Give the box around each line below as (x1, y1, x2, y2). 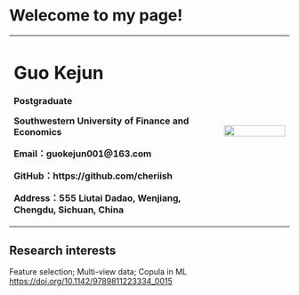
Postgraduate (13, 95, 73, 108)
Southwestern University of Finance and (13, 115, 190, 127)
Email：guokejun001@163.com (13, 147, 152, 160)
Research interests (9, 243, 117, 258)
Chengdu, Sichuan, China (13, 203, 125, 216)
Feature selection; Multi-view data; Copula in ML (9, 266, 188, 276)
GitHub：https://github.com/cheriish (13, 170, 174, 182)
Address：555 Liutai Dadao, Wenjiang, (13, 192, 182, 204)
